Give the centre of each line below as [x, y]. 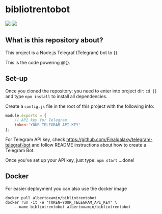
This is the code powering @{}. [38, 62]
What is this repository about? [54, 40]
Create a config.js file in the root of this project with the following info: [80, 106]
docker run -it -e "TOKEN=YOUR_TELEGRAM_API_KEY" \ [61, 202]
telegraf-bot [18, 145]
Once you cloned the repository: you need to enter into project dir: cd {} [81, 91]
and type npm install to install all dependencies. [57, 96]
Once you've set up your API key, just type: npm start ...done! [70, 160]
